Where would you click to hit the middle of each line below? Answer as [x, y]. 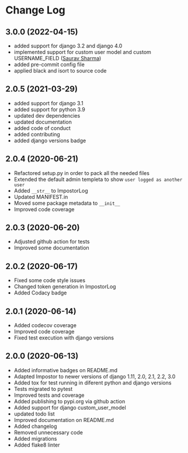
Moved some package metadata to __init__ [67, 203]
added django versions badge [50, 140]
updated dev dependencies [47, 115]
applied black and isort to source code [60, 71]
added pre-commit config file [49, 64]
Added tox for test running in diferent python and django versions [93, 382]
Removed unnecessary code [48, 432]
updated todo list [34, 414]
